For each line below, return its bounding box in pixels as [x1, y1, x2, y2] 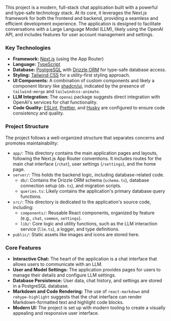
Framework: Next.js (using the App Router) [12, 56, 104, 62]
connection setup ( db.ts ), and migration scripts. [20, 182, 121, 189]
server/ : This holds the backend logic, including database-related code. [12, 171, 164, 178]
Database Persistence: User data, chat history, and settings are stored [12, 277, 162, 283]
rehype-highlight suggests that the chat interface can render [12, 293, 142, 300]
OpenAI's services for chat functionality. [12, 99, 98, 105]
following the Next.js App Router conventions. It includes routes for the [12, 155, 162, 162]
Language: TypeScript [12, 61, 60, 67]
